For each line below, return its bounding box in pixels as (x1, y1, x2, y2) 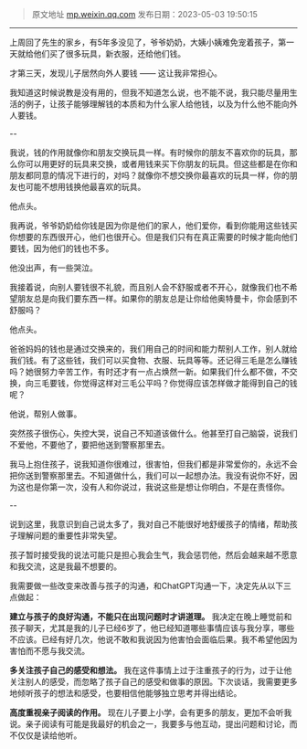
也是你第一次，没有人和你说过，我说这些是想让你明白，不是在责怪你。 (25, 481, 290, 492)
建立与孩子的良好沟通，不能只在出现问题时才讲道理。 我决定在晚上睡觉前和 (9, 611, 292, 622)
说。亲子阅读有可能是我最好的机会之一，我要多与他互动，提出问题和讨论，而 (9, 719, 298, 729)
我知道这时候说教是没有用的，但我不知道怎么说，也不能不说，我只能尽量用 (9, 87, 290, 98)
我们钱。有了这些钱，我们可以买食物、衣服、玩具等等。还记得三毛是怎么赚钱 (9, 355, 298, 365)
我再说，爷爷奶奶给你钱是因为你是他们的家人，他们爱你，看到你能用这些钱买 (9, 220, 298, 231)
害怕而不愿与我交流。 (9, 646, 90, 656)
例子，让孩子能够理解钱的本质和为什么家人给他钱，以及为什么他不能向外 (25, 99, 298, 109)
